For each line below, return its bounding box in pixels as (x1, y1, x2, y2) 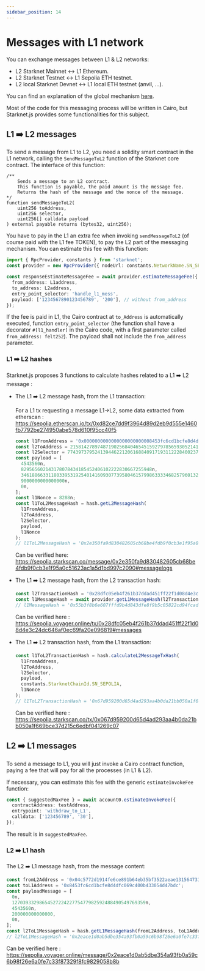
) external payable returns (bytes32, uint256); (6, 221, 132, 228)
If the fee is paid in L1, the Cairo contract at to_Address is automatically (6, 313, 184, 321)
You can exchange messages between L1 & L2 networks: (6, 56, 149, 63)
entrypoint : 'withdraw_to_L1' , (12, 808, 92, 814)
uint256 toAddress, (17, 206, 67, 212)
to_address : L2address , (12, 285, 72, 291)
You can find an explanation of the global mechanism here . (6, 92, 154, 100)
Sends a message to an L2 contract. (17, 179, 111, 185)
